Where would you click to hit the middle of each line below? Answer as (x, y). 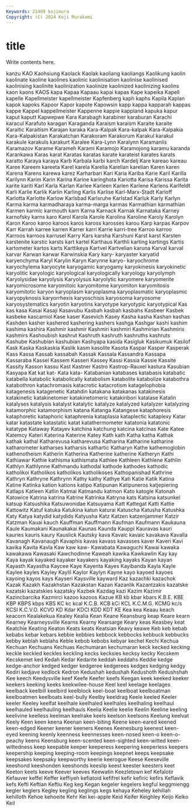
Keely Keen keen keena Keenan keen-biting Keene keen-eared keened (91, 722)
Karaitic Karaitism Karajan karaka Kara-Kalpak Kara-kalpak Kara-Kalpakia (94, 130)
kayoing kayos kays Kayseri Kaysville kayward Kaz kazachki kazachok (91, 579)
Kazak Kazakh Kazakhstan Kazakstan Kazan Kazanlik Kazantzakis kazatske (97, 585)
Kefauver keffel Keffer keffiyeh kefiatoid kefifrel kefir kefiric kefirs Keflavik (95, 778)
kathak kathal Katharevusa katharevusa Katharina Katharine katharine (90, 441)
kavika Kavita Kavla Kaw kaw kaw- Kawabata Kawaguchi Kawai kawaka (93, 548)
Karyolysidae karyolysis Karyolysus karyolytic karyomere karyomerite (90, 279)
